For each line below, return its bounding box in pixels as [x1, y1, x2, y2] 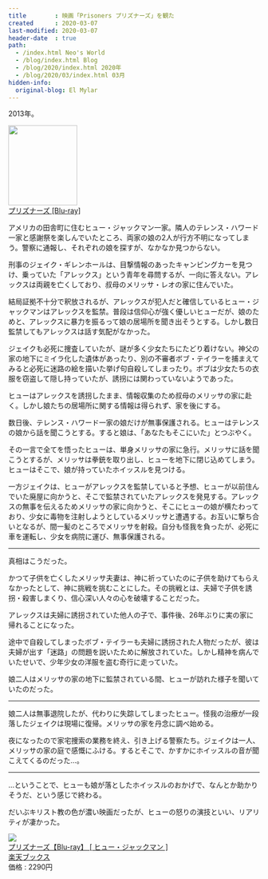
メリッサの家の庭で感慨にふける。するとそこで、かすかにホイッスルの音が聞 [8, 745, 260, 756]
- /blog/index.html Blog [15, 57, 98, 65]
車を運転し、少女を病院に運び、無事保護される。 [8, 532, 169, 541]
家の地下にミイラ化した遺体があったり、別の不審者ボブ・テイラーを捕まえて [8, 354, 259, 364]
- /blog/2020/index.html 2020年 [15, 64, 122, 72]
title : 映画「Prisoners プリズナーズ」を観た [8, 11, 175, 20]
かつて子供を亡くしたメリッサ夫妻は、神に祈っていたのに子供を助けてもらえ [8, 573, 259, 583]
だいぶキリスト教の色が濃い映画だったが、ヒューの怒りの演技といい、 [8, 807, 239, 817]
